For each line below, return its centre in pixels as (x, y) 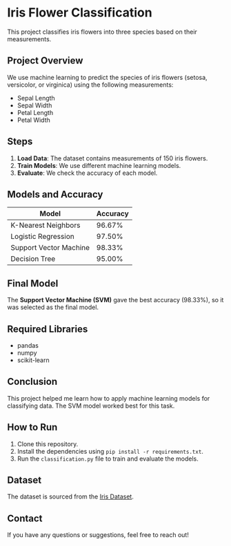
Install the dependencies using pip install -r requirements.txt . (110, 451)
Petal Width (33, 120)
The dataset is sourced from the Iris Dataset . (71, 496)
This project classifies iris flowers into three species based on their (102, 32)
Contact (25, 518)
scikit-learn (33, 360)
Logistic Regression (42, 237)
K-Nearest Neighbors (46, 225)
